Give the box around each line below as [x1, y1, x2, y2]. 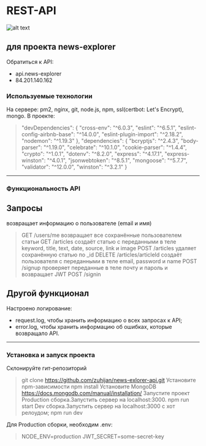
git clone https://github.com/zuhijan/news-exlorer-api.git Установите [21, 376, 196, 383]
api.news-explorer [15, 70, 62, 77]
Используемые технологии [6, 91, 93, 100]
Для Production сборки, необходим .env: [6, 421, 113, 428]
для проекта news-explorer [6, 42, 116, 52]
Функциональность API [6, 184, 81, 193]
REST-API [6, 4, 56, 18]
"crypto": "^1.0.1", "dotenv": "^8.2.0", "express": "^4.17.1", [21, 150, 164, 158]
